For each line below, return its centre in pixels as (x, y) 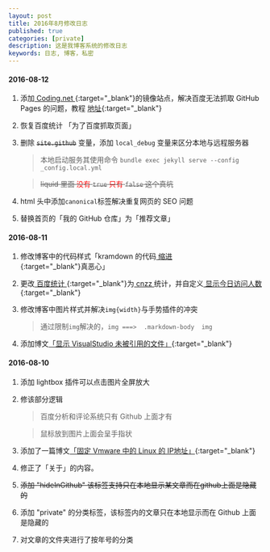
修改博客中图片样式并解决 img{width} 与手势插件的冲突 (109, 310)
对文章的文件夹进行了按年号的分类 (77, 539)
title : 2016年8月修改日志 (48, 23)
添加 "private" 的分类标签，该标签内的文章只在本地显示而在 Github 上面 (138, 512)
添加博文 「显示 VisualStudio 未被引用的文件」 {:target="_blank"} (126, 343)
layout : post (30, 16)
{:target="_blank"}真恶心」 (64, 267)
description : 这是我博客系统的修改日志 (68, 46)
